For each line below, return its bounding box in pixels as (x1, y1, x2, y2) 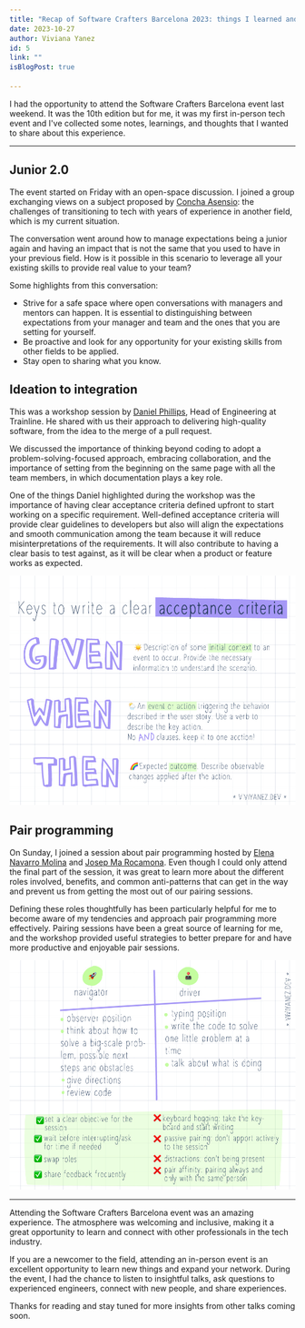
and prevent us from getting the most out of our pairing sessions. (9, 886, 253, 897)
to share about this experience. (9, 127, 126, 138)
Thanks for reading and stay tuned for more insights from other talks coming (9, 1300, 296, 1311)
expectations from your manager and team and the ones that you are (22, 317, 280, 328)
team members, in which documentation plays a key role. (9, 471, 223, 482)
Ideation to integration (9, 382, 138, 398)
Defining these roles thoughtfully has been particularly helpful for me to (9, 903, 277, 914)
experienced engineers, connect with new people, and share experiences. (9, 1282, 288, 1293)
